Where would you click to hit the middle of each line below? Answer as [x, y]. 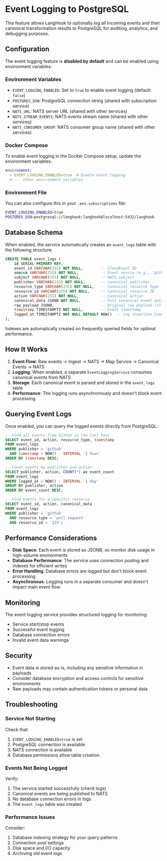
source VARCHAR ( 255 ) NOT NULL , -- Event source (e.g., [82, 273]
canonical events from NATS [42, 377]
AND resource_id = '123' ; [37, 523]
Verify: [12, 778]
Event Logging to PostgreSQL [67, 9]
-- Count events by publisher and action [49, 467]
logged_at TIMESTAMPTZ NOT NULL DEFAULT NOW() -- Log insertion [83, 314]
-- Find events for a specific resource [48, 499]
